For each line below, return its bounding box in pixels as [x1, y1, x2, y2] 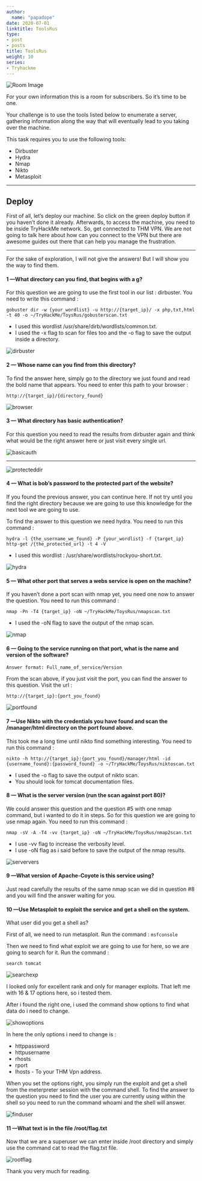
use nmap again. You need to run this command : [6, 818, 128, 825]
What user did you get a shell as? [6, 919, 89, 926]
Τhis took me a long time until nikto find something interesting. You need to [6, 737, 192, 745]
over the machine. [6, 124, 51, 132]
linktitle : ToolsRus [6, 25, 58, 32]
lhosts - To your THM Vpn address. [14, 1068, 102, 1075]
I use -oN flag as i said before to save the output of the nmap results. [14, 846, 186, 854]
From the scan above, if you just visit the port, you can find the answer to [6, 675, 188, 683]
